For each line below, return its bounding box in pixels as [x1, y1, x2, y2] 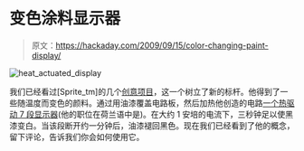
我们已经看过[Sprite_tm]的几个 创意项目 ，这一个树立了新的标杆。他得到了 [9, 86, 280, 97]
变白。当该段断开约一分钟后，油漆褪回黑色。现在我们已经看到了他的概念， [16, 119, 295, 131]
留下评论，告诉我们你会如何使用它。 [9, 131, 145, 142]
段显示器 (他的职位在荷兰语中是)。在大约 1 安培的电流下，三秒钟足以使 [25, 109, 286, 119]
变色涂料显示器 [9, 8, 121, 29]
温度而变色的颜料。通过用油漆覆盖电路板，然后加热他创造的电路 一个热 [24, 97, 287, 109]
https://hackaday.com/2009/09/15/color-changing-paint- [55, 40, 269, 51]
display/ [31, 50, 62, 61]
